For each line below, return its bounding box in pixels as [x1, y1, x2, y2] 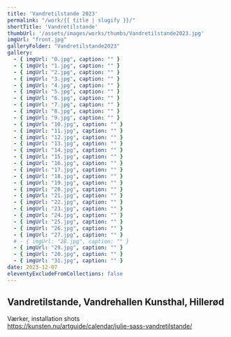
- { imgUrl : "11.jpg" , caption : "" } [13, 127, 124, 134]
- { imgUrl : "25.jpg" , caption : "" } [13, 218, 124, 225]
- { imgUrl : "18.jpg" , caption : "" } [13, 173, 124, 180]
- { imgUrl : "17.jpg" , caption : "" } [13, 166, 124, 173]
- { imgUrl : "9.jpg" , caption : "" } [13, 114, 120, 121]
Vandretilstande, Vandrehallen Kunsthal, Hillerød [7, 296, 225, 308]
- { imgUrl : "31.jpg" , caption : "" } [13, 257, 124, 264]
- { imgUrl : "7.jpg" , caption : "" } [13, 101, 120, 108]
